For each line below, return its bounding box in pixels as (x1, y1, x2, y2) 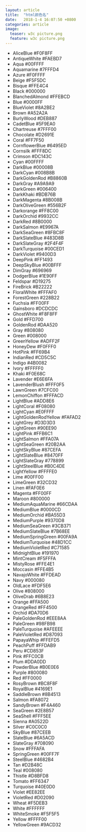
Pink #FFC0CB (12, 653, 44, 659)
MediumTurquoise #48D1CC (12, 539, 72, 545)
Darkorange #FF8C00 (12, 208, 59, 214)
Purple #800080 (12, 669, 48, 676)
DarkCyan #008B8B (12, 169, 55, 175)
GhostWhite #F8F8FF (12, 310, 58, 317)
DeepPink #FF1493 (12, 256, 53, 262)
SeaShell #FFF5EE (12, 713, 51, 719)
